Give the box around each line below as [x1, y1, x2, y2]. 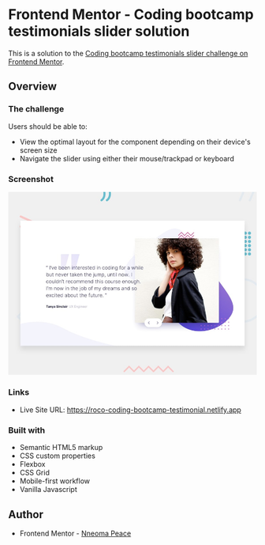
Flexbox [19, 460, 46, 469]
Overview [8, 80, 58, 93]
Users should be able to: [8, 121, 88, 131]
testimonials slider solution [8, 22, 190, 40]
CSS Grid [19, 468, 50, 478]
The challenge [8, 104, 65, 115]
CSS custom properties [19, 451, 96, 460]
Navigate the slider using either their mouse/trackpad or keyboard [19, 153, 234, 163]
